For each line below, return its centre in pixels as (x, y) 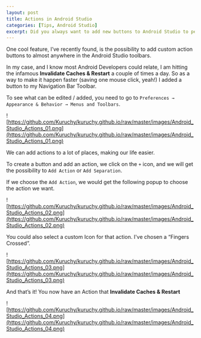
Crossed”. (18, 243)
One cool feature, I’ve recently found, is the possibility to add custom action (100, 49)
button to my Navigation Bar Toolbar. (51, 86)
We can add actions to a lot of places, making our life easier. (80, 153)
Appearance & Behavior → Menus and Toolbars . (63, 104)
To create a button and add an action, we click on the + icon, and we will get (100, 164)
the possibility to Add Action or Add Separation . (64, 171)
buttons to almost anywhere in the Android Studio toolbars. (79, 56)
